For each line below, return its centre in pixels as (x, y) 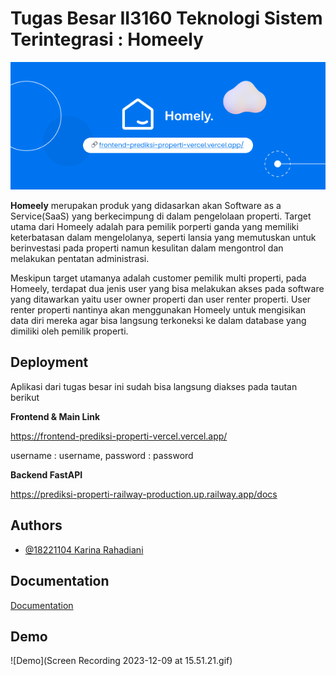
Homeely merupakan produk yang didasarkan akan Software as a (146, 206)
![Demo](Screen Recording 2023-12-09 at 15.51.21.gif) (121, 661)
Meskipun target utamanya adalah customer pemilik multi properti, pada (158, 278)
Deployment (49, 362)
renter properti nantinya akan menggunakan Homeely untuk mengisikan (158, 310)
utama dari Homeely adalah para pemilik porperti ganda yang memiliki (154, 227)
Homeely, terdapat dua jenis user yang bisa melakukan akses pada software (167, 289)
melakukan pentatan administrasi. (80, 259)
